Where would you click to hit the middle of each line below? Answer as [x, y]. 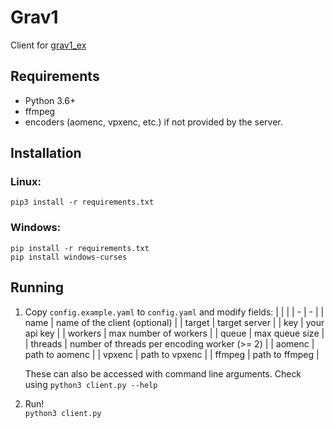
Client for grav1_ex [48, 45]
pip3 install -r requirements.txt [82, 202]
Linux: [26, 182]
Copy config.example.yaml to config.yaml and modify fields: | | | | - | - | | [174, 312]
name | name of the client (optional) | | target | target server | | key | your [174, 322]
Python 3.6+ [50, 100]
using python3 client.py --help [91, 384]
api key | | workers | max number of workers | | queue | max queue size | [174, 333]
